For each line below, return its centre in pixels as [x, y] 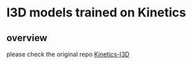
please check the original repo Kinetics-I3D [68, 54]
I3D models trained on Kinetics [96, 13]
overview [27, 38]
